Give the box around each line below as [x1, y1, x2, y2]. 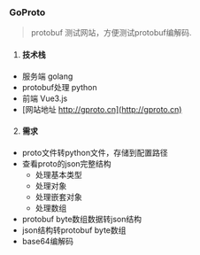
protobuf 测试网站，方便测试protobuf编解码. [30, 27, 192, 38]
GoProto [9, 6, 46, 19]
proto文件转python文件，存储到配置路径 [21, 147, 168, 158]
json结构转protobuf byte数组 [21, 224, 127, 236]
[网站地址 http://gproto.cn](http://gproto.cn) [21, 104, 182, 114]
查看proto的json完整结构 [21, 158, 112, 169]
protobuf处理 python [21, 81, 97, 92]
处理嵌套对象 [35, 191, 82, 202]
